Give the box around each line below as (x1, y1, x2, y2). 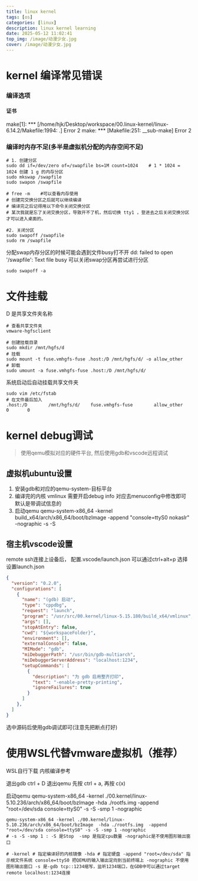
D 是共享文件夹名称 (6, 310, 53, 317)
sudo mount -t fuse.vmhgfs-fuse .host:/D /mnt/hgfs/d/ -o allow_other (6, 356, 183, 362)
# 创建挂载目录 (6, 340, 38, 346)
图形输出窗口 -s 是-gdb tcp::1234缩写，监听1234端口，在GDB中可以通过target (6, 863, 180, 869)
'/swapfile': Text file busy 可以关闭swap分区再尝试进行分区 (6, 256, 149, 264)
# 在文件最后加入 (6, 397, 42, 403)
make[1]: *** (6, 121, 37, 128)
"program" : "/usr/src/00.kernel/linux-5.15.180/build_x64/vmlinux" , (21, 613, 194, 619)
